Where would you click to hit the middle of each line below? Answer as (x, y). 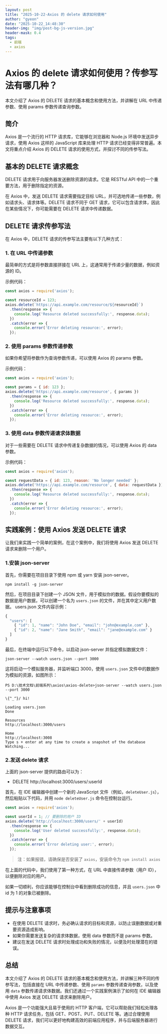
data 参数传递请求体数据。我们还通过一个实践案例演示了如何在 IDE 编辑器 (86, 991)
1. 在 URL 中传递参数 (29, 253)
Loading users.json (25, 707)
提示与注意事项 (28, 910)
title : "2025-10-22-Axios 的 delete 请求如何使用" (56, 14)
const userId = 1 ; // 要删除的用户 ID (43, 817)
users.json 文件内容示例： (41, 607)
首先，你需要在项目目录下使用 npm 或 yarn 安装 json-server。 (68, 575)
